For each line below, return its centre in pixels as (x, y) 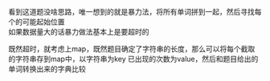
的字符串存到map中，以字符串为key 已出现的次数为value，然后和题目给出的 (133, 59)
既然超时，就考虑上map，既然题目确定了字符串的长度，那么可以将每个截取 (132, 49)
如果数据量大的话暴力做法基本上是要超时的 (79, 32)
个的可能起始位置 (37, 22)
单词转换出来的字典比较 (47, 69)
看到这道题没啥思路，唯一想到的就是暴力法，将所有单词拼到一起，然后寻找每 (135, 12)
